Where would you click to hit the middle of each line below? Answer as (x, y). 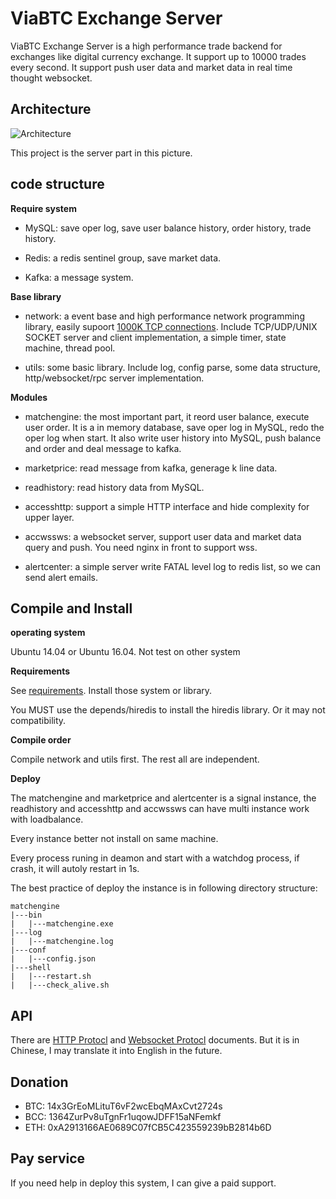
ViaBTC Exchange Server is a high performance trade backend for (146, 46)
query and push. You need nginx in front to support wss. (141, 547)
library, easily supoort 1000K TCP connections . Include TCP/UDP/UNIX (171, 326)
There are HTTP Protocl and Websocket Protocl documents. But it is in (155, 1040)
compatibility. (38, 721)
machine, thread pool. (70, 348)
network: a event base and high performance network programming (164, 316)
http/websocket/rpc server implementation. (114, 378)
